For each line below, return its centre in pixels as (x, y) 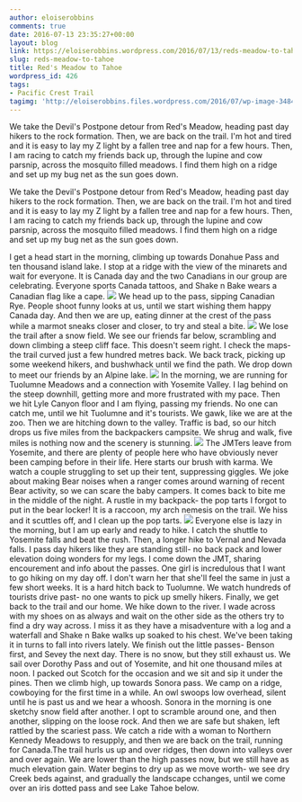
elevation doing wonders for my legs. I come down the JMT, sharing (135, 559)
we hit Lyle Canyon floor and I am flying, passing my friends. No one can (144, 404)
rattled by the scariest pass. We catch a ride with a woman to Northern (140, 731)
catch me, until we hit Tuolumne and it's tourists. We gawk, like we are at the (151, 414)
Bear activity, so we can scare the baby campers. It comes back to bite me (147, 491)
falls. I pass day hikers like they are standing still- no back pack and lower (146, 549)
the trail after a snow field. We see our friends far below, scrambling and (143, 336)
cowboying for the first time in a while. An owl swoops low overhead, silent (148, 692)
